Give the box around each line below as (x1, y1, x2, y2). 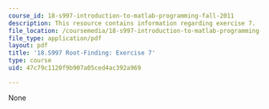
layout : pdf (8, 42, 48, 50)
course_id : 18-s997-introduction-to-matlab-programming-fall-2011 (8, 11, 235, 20)
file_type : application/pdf (8, 34, 102, 42)
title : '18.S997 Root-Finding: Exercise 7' (8, 49, 156, 57)
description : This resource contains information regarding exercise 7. (8, 19, 256, 27)
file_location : (8, 26, 59, 34)
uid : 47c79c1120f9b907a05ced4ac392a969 (8, 64, 142, 72)
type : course (8, 57, 52, 65)
